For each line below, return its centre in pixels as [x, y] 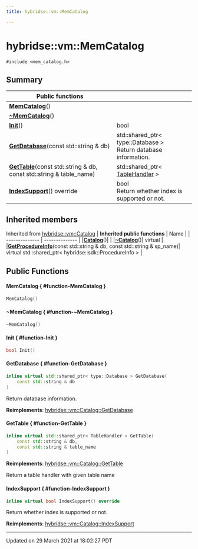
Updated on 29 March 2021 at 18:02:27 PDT [59, 541]
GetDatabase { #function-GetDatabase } [57, 364]
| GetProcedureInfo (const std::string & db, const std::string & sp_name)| [93, 246]
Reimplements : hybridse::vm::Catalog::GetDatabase [70, 410]
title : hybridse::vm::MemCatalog [47, 12]
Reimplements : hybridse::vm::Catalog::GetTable [65, 463]
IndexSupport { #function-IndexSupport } [58, 488]
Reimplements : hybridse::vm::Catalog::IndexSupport [70, 524]
